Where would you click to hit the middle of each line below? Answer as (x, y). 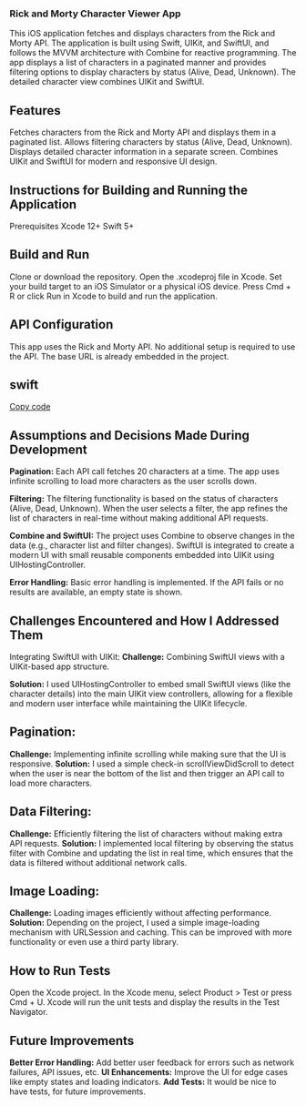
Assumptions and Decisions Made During (130, 435)
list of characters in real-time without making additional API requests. (139, 518)
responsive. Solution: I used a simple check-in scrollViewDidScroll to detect (152, 764)
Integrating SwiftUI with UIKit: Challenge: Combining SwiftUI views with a (147, 656)
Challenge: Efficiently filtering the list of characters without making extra (146, 833)
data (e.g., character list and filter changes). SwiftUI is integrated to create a (152, 545)
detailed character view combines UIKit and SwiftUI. (107, 82)
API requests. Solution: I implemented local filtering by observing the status (152, 843)
